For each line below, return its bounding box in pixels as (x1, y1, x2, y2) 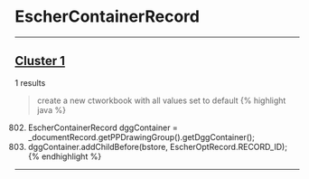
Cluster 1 (14, 53, 66, 69)
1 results (14, 77, 46, 88)
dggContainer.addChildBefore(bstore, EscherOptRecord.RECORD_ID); (27, 141, 288, 152)
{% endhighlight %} (27, 151, 102, 162)
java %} (36, 104, 67, 115)
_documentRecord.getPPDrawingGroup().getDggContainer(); (27, 131, 256, 142)
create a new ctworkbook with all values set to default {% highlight (36, 95, 286, 106)
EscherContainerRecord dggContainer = (27, 122, 179, 133)
